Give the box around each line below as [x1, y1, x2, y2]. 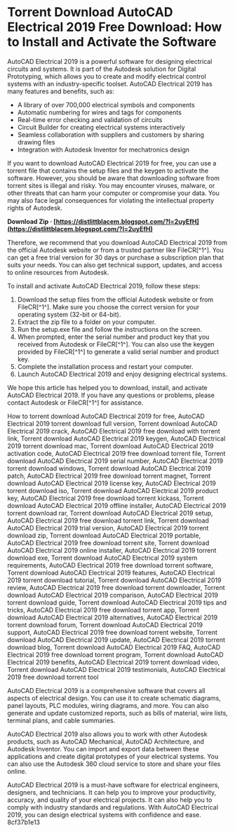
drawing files [17, 137, 55, 146]
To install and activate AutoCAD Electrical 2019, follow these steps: [7, 281, 201, 290]
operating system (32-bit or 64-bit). [17, 310, 121, 318]
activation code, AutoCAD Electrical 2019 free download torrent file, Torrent [7, 449, 226, 457]
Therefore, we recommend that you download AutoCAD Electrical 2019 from [7, 238, 228, 246]
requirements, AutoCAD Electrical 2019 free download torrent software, [7, 561, 214, 569]
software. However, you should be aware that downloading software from [7, 173, 220, 182]
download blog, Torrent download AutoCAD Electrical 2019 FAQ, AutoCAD [7, 643, 221, 651]
